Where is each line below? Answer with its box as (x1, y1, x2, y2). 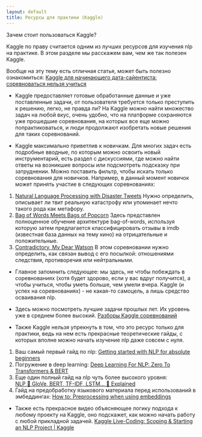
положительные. (14, 237, 58, 244)
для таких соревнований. (14, 130, 81, 138)
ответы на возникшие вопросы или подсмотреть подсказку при (14, 161, 180, 168)
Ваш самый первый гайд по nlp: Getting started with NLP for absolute (14, 348, 191, 355)
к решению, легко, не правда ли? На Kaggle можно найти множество (14, 104, 194, 112)
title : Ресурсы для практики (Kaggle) (6, 14, 103, 21)
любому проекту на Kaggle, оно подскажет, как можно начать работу (14, 411, 195, 418)
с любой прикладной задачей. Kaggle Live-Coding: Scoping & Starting (14, 417, 193, 424)
